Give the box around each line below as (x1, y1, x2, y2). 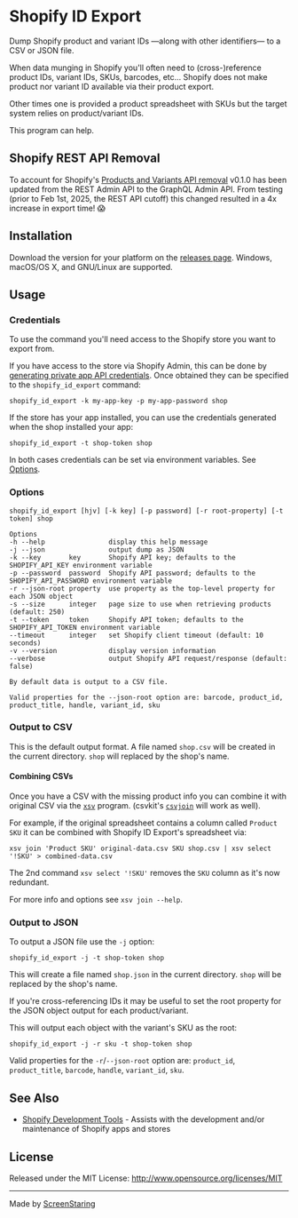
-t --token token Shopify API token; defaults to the (9, 615, 244, 624)
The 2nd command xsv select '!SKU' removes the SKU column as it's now (9, 868, 281, 879)
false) (9, 662, 34, 671)
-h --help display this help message (9, 537, 208, 546)
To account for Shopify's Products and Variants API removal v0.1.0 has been (9, 174, 287, 185)
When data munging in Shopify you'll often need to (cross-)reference (9, 62, 262, 73)
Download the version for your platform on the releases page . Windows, (9, 251, 272, 263)
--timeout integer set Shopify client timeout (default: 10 (9, 631, 264, 640)
